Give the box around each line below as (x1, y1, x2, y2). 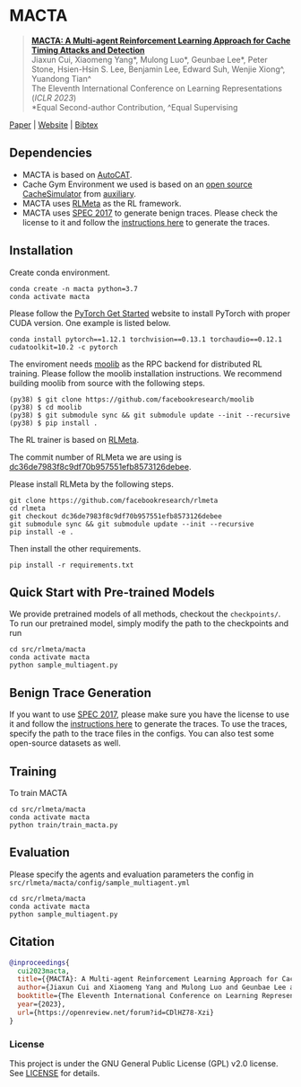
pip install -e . (9, 527, 74, 536)
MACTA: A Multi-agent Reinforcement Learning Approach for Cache (30, 35, 291, 46)
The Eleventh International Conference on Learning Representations (30, 83, 282, 93)
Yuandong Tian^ (30, 73, 92, 84)
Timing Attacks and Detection (30, 44, 145, 55)
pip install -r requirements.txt (9, 561, 134, 570)
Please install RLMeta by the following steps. (9, 478, 175, 490)
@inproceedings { (9, 958, 70, 967)
